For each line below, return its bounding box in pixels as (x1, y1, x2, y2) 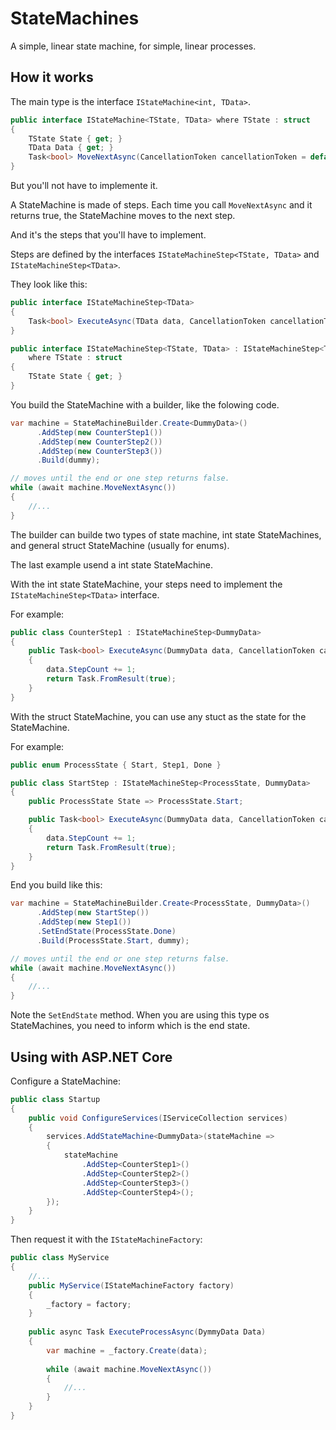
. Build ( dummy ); (36, 455, 101, 466)
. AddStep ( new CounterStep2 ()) (36, 437, 163, 447)
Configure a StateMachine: (10, 1075, 122, 1087)
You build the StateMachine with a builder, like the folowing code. (10, 398, 280, 411)
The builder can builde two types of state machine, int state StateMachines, (10, 528, 322, 541)
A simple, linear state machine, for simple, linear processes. (10, 40, 257, 52)
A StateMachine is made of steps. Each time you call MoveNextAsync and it (10, 199, 313, 211)
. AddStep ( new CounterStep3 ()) (36, 446, 163, 456)
